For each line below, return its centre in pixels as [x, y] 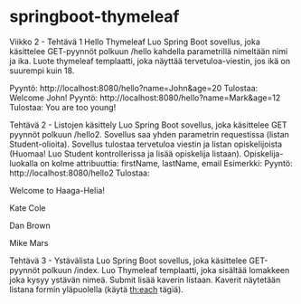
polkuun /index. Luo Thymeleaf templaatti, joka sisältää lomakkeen [166, 270]
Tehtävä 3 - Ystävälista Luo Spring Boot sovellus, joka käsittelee [128, 261]
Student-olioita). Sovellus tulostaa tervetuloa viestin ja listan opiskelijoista [146, 144]
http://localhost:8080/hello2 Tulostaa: [80, 173]
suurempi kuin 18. [42, 71]
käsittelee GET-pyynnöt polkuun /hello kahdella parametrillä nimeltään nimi [149, 51]
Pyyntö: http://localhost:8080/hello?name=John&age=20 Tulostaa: [134, 88]
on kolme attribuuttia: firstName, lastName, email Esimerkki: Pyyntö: [166, 163]
